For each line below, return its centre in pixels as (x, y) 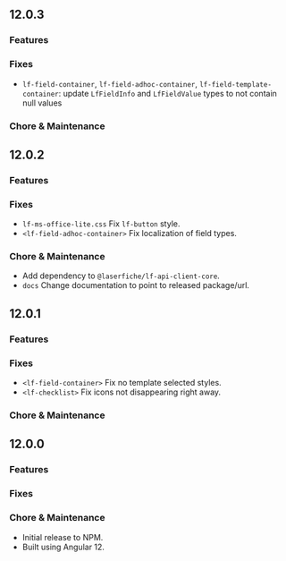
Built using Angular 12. (63, 547)
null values (42, 103)
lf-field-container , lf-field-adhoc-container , (110, 83)
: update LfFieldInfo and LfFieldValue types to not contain (168, 93)
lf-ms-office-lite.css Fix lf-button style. (101, 224)
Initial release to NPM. (63, 537)
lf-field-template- (236, 84)
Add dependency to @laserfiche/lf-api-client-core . (121, 276)
